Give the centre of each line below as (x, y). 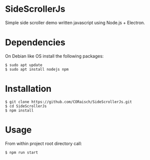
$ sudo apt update (24, 65)
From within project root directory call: (43, 143)
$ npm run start (21, 152)
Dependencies (35, 42)
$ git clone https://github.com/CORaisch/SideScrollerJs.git (69, 102)
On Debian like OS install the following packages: (54, 56)
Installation (28, 89)
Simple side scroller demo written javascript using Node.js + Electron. (75, 23)
